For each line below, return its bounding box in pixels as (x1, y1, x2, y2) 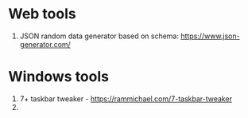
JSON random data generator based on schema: (19, 31, 179, 41)
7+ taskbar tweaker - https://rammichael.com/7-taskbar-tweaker (19, 93, 233, 104)
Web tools (8, 5, 77, 23)
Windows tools (8, 68, 110, 86)
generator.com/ (19, 39, 72, 49)
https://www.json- (180, 31, 240, 41)
